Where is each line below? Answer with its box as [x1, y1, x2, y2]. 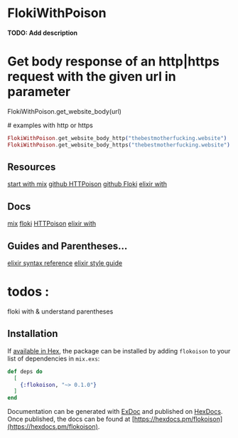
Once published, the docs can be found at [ [7, 415, 135, 424]
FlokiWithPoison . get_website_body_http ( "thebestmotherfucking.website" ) [7, 134, 227, 141]
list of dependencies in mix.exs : [7, 354, 100, 363]
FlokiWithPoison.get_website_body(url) [7, 107, 122, 115]
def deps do [7, 368, 43, 375]
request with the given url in [7, 69, 176, 85]
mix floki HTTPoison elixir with [7, 219, 97, 228]
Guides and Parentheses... [7, 240, 128, 252]
